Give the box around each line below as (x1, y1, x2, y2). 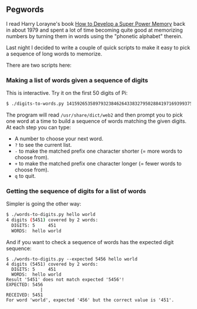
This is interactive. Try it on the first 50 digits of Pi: (6, 90, 128, 97)
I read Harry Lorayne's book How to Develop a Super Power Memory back (6, 20, 186, 27)
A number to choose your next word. (14, 135, 104, 142)
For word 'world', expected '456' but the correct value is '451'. (6, 297, 175, 303)
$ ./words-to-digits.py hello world (6, 212, 96, 218)
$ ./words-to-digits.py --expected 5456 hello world (6, 256, 138, 262)
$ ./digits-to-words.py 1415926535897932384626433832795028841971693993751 (6, 101, 195, 107)
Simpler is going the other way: (6, 200, 81, 207)
